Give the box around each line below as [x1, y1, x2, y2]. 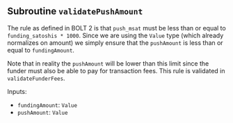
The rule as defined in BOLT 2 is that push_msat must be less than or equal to [7, 23, 226, 32]
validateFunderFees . [7, 74, 65, 82]
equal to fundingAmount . [7, 46, 75, 54]
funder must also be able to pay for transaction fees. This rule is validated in [7, 66, 225, 75]
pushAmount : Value [17, 108, 68, 116]
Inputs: [7, 87, 27, 95]
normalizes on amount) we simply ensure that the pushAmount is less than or [7, 38, 224, 47]
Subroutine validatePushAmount [7, 6, 143, 17]
